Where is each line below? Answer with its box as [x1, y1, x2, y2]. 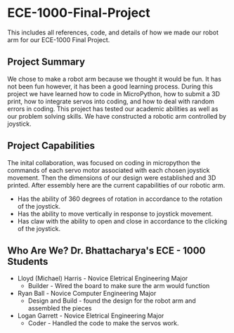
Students [7, 255, 48, 268]
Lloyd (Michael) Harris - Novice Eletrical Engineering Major [17, 274, 188, 282]
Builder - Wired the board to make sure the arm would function [27, 282, 210, 290]
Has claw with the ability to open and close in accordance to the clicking [17, 216, 228, 226]
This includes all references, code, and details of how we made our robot [7, 28, 219, 37]
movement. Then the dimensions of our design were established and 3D [7, 174, 216, 182]
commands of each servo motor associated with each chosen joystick [7, 166, 210, 174]
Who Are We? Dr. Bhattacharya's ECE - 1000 [7, 244, 206, 256]
